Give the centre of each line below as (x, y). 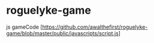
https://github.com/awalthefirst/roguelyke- (95, 27)
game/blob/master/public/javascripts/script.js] (64, 33)
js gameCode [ (24, 27)
